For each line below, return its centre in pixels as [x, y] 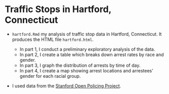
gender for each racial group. [50, 76]
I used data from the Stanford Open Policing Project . [67, 86]
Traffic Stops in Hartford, [58, 9]
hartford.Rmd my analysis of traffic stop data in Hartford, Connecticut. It [87, 34]
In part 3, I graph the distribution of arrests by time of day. [80, 65]
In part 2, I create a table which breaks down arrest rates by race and [92, 55]
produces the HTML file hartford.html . [53, 39]
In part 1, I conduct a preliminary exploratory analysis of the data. [87, 49]
